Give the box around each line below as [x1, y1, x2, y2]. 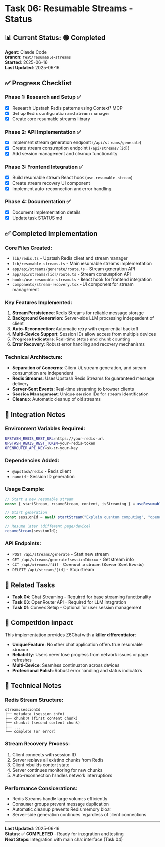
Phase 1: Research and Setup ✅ [5, 94, 81, 101]
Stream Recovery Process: [5, 740, 70, 747]
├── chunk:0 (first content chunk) [5, 716, 78, 721]
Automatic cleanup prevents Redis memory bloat [12, 806, 111, 812]
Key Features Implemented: [5, 299, 73, 306]
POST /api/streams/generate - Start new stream [12, 551, 109, 557]
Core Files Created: [5, 244, 53, 251]
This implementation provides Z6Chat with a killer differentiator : [5, 632, 136, 638]
